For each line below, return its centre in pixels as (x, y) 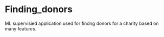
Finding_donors (39, 9)
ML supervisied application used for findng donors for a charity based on (82, 23)
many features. (21, 28)
